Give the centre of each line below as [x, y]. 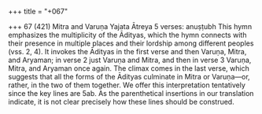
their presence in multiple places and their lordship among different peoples [131, 43]
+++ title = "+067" [38, 11]
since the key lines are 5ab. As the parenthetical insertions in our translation [131, 93]
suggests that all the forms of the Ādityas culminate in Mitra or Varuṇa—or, [129, 77]
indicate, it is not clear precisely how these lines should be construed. [121, 102]
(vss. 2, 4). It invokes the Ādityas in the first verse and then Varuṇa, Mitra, [127, 51]
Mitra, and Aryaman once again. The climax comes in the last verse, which [129, 68]
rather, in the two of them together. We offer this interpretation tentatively [127, 85]
